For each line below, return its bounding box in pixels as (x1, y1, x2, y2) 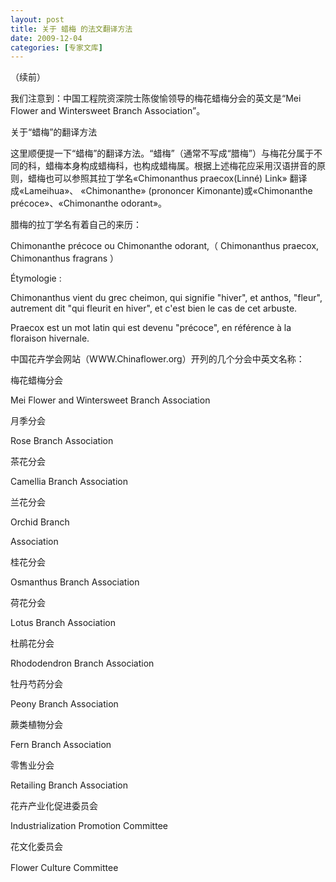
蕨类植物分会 (10, 719, 63, 731)
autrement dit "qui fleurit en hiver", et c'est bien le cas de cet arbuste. (10, 302, 298, 315)
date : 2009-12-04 (10, 33, 83, 43)
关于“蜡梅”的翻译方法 (10, 126, 98, 138)
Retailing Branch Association (10, 779, 128, 791)
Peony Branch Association (10, 698, 119, 710)
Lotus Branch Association (10, 617, 116, 629)
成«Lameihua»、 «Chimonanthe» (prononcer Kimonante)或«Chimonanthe (10, 185, 313, 197)
